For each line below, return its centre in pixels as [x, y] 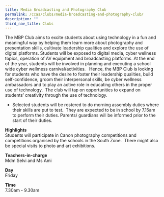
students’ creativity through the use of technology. [56, 95]
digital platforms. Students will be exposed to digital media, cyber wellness [81, 53]
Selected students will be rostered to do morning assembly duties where [85, 105]
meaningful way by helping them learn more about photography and [74, 43]
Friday [12, 175]
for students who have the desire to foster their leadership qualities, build [79, 74]
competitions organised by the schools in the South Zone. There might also [82, 141]
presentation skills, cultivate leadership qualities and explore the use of [77, 48]
